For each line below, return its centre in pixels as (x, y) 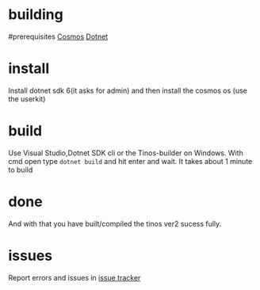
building (36, 15)
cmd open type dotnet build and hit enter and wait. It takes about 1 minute (130, 161)
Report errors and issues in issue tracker (75, 277)
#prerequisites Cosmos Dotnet (58, 36)
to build (21, 170)
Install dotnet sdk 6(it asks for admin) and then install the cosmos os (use (128, 90)
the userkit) (27, 99)
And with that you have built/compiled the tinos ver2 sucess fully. (115, 223)
